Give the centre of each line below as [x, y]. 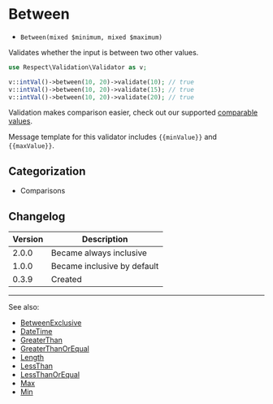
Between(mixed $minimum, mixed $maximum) [91, 37]
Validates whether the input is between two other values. [104, 52]
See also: [24, 307]
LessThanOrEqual [50, 375]
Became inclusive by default [105, 267]
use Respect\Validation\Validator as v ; [78, 67]
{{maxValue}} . [31, 146]
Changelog [37, 216]
